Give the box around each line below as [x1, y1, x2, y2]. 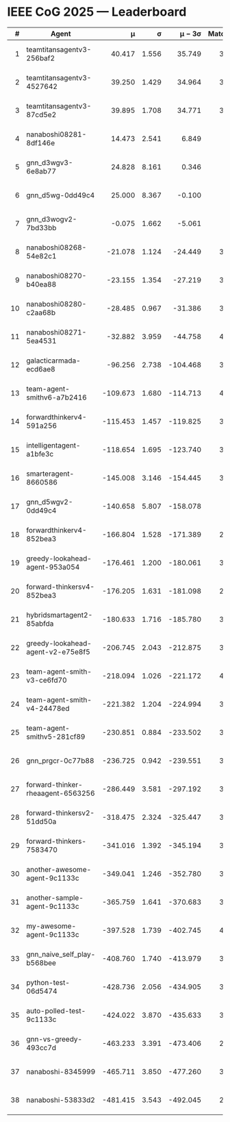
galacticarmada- [26, 356, 81, 365]
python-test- [26, 977, 71, 987]
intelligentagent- [26, 440, 81, 450]
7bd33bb [26, 223, 57, 232]
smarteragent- [26, 469, 75, 478]
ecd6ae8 [26, 364, 56, 374]
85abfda [26, 618, 54, 628]
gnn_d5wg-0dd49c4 [26, 190, 95, 199]
